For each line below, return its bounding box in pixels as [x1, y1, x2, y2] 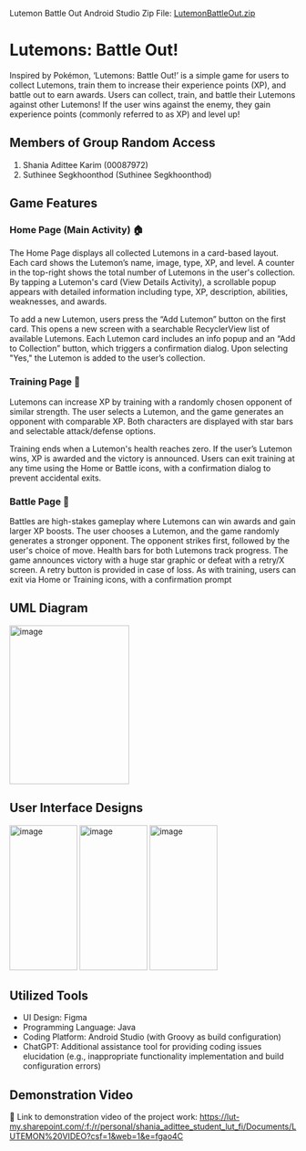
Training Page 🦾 [9, 375, 80, 388]
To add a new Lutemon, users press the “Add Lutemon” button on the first [9, 314, 287, 325]
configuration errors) [22, 1061, 102, 1072]
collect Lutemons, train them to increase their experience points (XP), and [9, 79, 287, 90]
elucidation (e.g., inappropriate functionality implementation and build [22, 1051, 284, 1062]
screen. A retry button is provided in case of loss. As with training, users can [9, 565, 297, 575]
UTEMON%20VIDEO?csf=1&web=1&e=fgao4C [9, 1131, 184, 1142]
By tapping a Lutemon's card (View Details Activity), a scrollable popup [9, 277, 277, 288]
